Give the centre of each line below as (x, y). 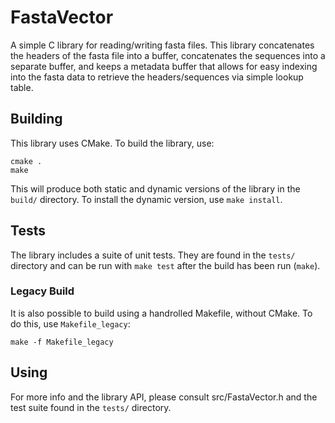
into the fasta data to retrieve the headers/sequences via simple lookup (157, 77)
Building (36, 119)
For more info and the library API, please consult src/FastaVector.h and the (164, 397)
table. (22, 87)
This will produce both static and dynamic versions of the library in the (155, 188)
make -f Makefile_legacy (62, 342)
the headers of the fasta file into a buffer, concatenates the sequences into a (168, 55)
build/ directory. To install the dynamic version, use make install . (146, 199)
